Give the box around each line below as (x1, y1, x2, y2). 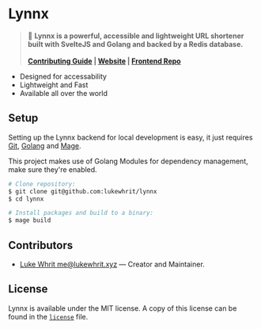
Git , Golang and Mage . (8, 140, 81, 151)
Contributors (8, 239, 74, 252)
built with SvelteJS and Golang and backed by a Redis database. (27, 39, 244, 48)
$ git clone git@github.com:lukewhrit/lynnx (8, 187, 157, 195)
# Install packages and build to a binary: (8, 209, 154, 217)
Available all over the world (19, 88, 108, 98)
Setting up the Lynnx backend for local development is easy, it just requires (8, 132, 253, 142)
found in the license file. (8, 312, 89, 321)
